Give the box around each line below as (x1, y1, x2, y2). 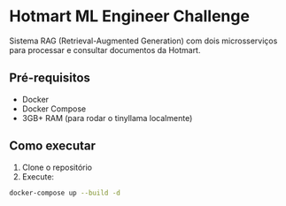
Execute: (21, 171, 55, 182)
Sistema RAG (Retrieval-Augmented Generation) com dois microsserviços (9, 35, 278, 46)
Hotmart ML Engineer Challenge (9, 6, 251, 27)
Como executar (9, 139, 96, 154)
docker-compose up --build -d (9, 188, 121, 197)
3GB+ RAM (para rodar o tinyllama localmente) (21, 112, 193, 123)
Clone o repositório (21, 162, 93, 172)
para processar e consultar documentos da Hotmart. (9, 44, 201, 55)
